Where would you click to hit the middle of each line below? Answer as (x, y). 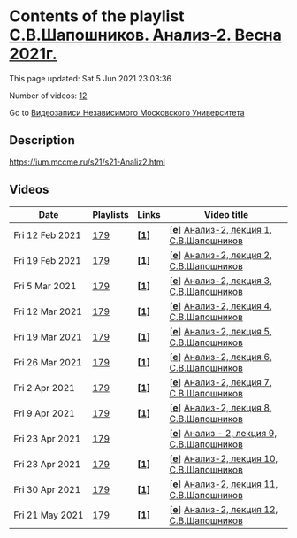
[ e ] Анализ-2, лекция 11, (224, 484)
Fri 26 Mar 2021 (48, 362)
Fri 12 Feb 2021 (48, 234)
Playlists (111, 214)
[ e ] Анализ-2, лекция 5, (221, 331)
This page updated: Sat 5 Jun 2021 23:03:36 (91, 78)
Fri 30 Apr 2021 (47, 489)
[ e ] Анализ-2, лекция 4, (221, 305)
